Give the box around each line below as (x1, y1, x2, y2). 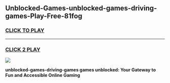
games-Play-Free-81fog (5, 12, 82, 21)
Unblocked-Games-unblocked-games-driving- (5, 4, 157, 13)
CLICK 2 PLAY (5, 46, 40, 53)
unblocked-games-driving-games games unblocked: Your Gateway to (5, 66, 156, 72)
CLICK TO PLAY (5, 27, 45, 34)
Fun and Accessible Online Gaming (5, 72, 80, 78)
